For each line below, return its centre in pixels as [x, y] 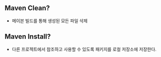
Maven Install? [28, 37]
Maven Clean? [27, 8]
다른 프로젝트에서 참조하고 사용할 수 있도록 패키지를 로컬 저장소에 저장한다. [84, 49]
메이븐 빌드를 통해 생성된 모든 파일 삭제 [50, 21]
